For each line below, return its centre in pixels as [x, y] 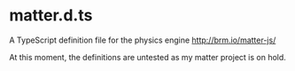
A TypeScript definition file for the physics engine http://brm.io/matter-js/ [143, 40]
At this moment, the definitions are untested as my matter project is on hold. [147, 57]
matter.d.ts [51, 16]
